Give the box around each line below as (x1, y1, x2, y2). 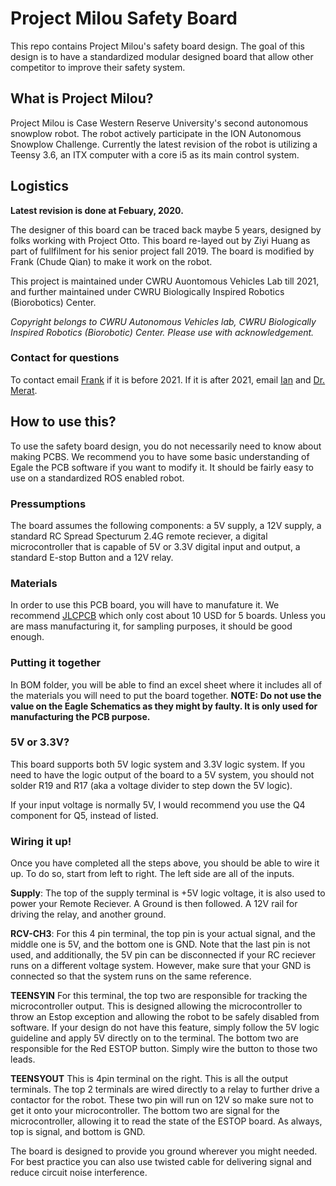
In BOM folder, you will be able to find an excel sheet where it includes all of (10, 678, 323, 691)
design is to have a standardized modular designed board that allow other (10, 50, 314, 62)
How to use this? (10, 413, 117, 431)
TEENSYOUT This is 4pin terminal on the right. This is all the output (10, 1073, 289, 1085)
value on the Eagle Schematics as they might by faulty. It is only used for (10, 700, 318, 712)
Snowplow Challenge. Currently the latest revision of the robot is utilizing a (10, 138, 318, 150)
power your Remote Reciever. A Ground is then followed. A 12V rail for (10, 898, 298, 910)
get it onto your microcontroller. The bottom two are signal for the (10, 1105, 280, 1117)
